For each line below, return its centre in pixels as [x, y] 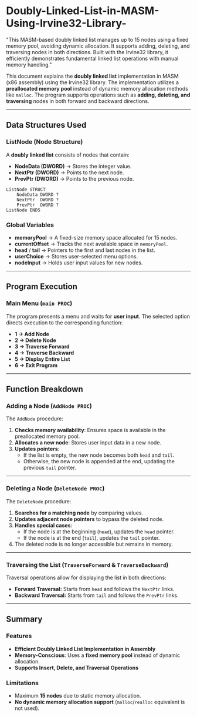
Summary [24, 619]
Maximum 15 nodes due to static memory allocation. [78, 695]
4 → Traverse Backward [44, 353]
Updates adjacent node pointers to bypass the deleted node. [89, 519]
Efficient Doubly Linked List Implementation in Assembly [85, 649]
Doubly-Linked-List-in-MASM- [83, 11]
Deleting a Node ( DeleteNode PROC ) [55, 489]
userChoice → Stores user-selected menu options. [76, 256]
